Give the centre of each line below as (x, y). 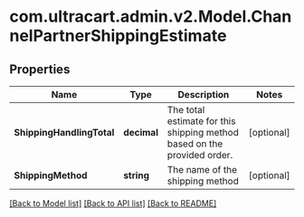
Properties (40, 69)
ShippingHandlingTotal (64, 132)
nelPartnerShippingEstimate (118, 36)
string (137, 175)
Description (204, 94)
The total (186, 110)
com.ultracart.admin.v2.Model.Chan (151, 17)
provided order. (200, 155)
